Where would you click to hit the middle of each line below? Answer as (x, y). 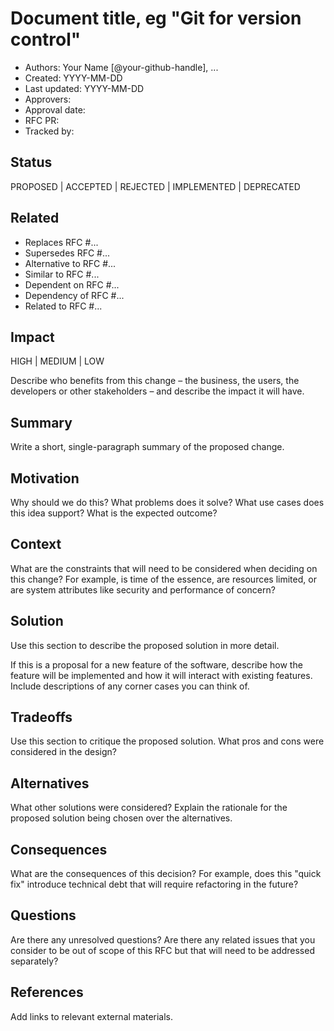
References (47, 992)
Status (31, 162)
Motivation (45, 478)
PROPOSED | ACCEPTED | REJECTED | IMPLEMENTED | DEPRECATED (155, 186)
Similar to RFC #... (62, 274)
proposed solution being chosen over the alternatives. (121, 818)
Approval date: (55, 109)
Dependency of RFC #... (74, 295)
